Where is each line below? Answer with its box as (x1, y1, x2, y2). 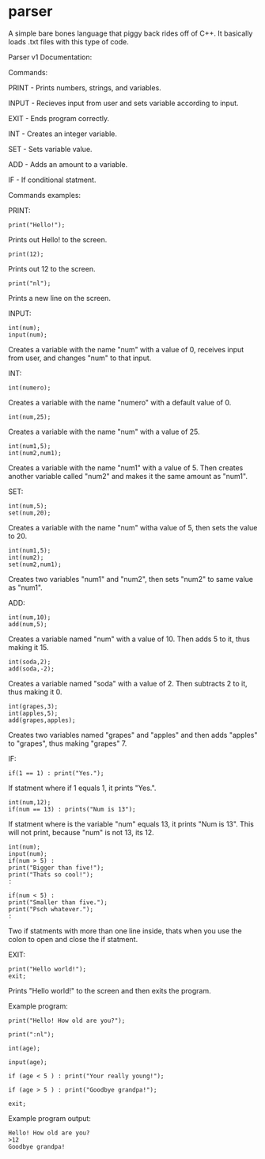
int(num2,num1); (8, 449, 62, 457)
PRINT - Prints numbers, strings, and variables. (8, 82, 162, 93)
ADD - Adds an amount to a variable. (8, 159, 128, 169)
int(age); (8, 1044, 41, 1052)
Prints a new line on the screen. (8, 293, 111, 302)
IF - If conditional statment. (8, 175, 97, 184)
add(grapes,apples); (8, 716, 77, 724)
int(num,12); (8, 798, 51, 806)
